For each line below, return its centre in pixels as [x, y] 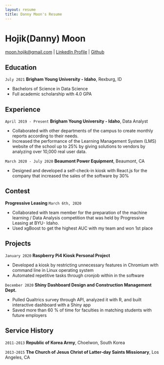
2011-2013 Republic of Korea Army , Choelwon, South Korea [65, 342]
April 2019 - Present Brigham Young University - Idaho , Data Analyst [76, 121]
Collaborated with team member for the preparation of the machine [80, 212]
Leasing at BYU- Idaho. [36, 223]
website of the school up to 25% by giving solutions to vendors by [79, 146]
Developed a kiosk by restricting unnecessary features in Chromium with [85, 265]
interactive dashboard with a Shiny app [51, 305]
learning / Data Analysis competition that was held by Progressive [78, 218]
